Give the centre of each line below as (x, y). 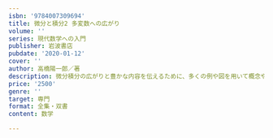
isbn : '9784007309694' (47, 16)
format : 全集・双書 (38, 106)
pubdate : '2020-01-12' (47, 54)
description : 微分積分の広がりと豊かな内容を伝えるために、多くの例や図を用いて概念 (135, 76)
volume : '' (27, 31)
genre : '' (25, 91)
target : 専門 (29, 99)
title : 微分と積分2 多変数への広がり (64, 24)
